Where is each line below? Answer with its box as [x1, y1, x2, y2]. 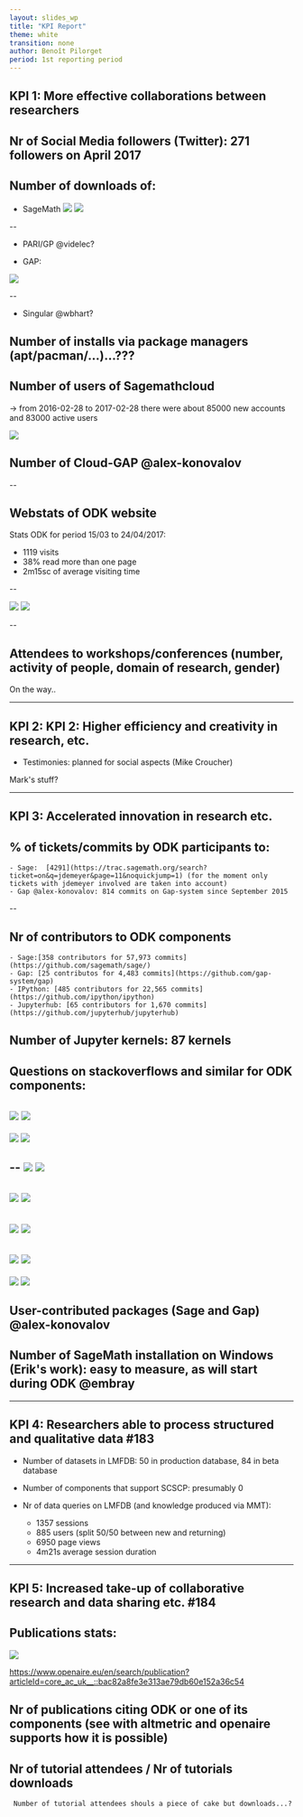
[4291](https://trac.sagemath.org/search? [45, 863, 207, 872]
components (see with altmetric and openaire [9, 1717, 271, 1732]
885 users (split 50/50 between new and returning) [35, 1527, 226, 1538]
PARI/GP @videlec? [22, 238, 95, 249]
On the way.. [9, 684, 57, 695]
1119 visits [22, 547, 60, 558]
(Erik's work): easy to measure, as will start [9, 1362, 258, 1377]
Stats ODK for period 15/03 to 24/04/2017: [9, 529, 167, 540]
